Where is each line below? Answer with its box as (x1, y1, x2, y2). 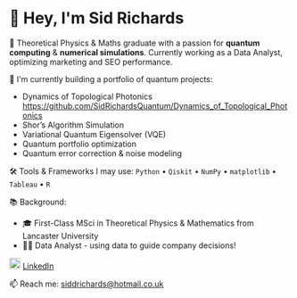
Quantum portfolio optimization (21, 138, 136, 149)
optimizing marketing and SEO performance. (9, 56, 173, 67)
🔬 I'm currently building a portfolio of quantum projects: (9, 73, 213, 84)
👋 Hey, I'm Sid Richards (9, 8, 185, 29)
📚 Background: (9, 196, 67, 207)
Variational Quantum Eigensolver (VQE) (21, 128, 167, 139)
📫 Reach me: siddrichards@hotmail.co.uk (9, 278, 164, 289)
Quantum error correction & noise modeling (21, 147, 183, 159)
